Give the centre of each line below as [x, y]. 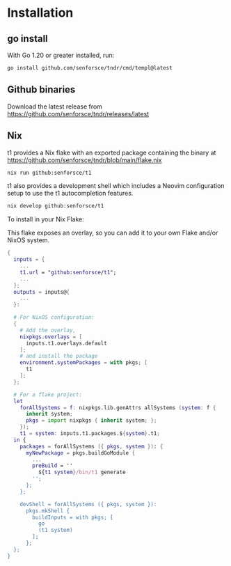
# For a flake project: [48, 395]
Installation [40, 13]
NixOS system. [29, 240]
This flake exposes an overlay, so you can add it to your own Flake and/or [113, 233]
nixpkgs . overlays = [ [51, 337]
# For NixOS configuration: [54, 317]
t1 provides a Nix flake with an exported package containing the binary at [112, 152]
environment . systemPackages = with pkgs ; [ [84, 363]
